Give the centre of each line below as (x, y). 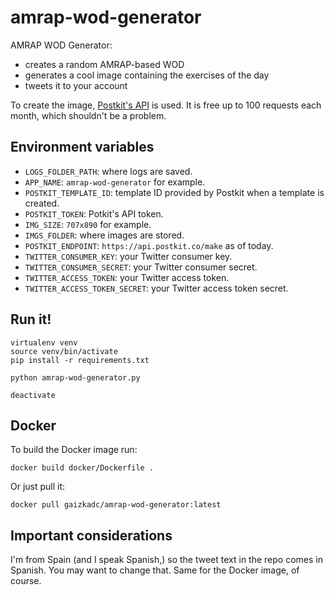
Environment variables (82, 147)
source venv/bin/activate (64, 351)
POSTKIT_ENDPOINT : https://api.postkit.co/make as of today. (149, 245)
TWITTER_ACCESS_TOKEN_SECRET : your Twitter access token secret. (156, 288)
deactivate (33, 395)
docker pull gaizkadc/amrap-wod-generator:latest (116, 505)
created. (42, 203)
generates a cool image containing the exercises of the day (147, 75)
